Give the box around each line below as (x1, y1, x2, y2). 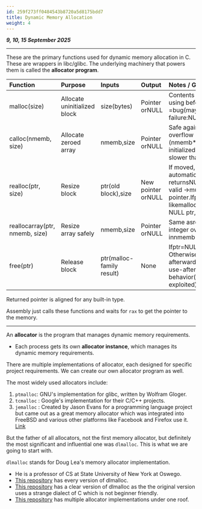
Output (141, 81, 162, 89)
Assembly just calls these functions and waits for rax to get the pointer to (6, 307, 188, 315)
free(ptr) (9, 262, 34, 270)
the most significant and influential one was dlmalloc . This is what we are (6, 440, 188, 448)
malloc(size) (9, 102, 44, 111)
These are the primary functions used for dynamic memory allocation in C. (6, 54, 191, 61)
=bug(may (168, 106, 198, 114)
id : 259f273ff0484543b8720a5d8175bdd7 (6, 8, 103, 15)
